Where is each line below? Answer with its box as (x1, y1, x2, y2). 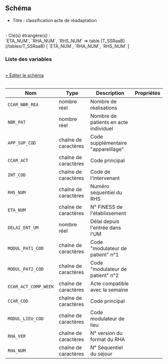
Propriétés (134, 90, 160, 97)
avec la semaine (90, 286, 128, 293)
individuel (90, 125, 113, 132)
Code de (90, 168, 111, 175)
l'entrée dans (90, 224, 121, 231)
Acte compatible (90, 280, 129, 287)
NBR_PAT (7, 119, 26, 125)
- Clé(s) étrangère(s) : (5, 32, 50, 38)
